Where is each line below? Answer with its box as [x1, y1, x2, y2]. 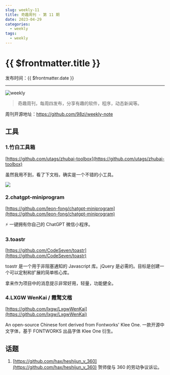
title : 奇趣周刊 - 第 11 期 [5, 12, 60, 17]
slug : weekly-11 [5, 7, 39, 13]
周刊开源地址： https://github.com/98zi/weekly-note [5, 111, 113, 117]
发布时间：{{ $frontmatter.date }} [5, 74, 74, 81]
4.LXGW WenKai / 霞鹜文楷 [5, 294, 72, 302]
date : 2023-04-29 [5, 17, 42, 22]
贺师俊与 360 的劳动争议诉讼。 [98, 364, 162, 370]
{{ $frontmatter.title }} [5, 58, 101, 69]
